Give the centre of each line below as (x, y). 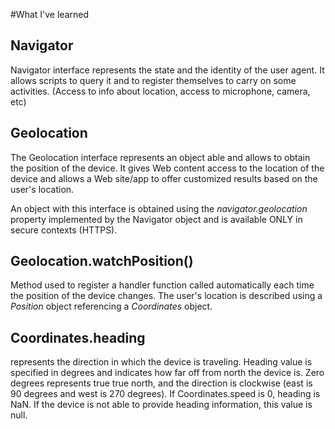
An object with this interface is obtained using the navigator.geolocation (159, 208)
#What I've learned (50, 14)
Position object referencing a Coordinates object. (111, 306)
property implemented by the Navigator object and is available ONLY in (156, 219)
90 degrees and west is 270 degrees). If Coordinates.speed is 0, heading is (165, 394)
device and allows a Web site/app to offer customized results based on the (164, 178)
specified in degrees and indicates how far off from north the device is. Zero (167, 373)
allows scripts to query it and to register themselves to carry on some (153, 80)
